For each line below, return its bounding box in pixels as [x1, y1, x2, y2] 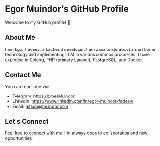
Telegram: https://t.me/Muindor [12, 93, 75, 99]
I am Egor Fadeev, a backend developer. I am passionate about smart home [5, 46, 156, 52]
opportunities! [5, 135, 33, 141]
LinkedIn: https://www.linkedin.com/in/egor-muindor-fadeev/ [12, 98, 134, 104]
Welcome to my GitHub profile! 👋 [5, 19, 70, 25]
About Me [5, 33, 35, 42]
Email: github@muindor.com [12, 103, 69, 109]
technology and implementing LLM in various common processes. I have [5, 51, 150, 57]
